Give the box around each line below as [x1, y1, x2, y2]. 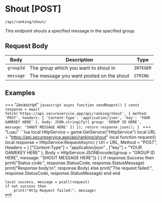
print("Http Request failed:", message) [14, 188, 96, 193]
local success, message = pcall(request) [5, 179, 90, 185]
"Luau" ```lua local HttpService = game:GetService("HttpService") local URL [5, 129, 156, 135]
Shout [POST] [5, 3, 61, 15]
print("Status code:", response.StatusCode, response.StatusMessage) [5, 160, 145, 166]
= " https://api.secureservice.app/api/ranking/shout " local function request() [5, 134, 156, 140]
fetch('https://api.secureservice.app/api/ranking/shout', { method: [5, 111, 148, 116]
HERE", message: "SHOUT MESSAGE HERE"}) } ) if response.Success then [5, 155, 154, 160]
